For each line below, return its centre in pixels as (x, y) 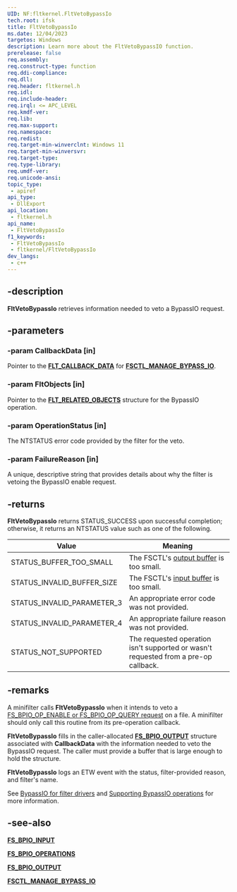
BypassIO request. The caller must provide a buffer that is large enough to (115, 751)
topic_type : (25, 184)
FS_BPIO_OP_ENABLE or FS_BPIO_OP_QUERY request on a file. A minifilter (115, 715)
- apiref (23, 191)
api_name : (22, 224)
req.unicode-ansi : (34, 178)
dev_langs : (23, 257)
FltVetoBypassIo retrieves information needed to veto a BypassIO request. (116, 308)
